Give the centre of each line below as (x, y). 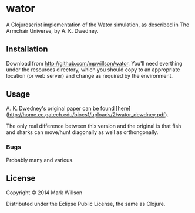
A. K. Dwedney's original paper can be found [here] (68, 108)
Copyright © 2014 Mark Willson (44, 193)
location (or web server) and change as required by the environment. (90, 75)
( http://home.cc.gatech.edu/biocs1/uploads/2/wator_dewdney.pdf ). (88, 114)
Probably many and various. (40, 160)
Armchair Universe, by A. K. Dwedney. (52, 30)
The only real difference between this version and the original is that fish (94, 126)
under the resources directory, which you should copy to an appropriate (93, 70)
